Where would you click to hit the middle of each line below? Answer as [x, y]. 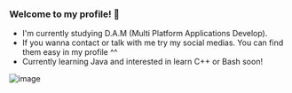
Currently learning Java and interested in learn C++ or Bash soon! [142, 62]
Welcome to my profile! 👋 [64, 14]
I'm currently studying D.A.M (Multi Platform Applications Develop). [145, 34]
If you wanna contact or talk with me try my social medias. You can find [153, 43]
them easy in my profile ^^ [70, 52]
